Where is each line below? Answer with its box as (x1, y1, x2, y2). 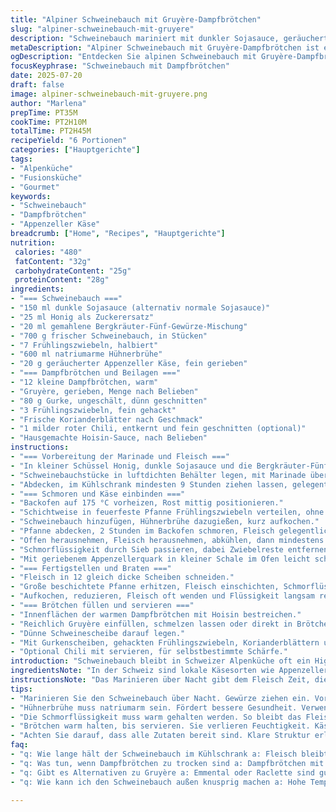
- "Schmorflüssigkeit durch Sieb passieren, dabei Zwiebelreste (10, 544, 284, 555)
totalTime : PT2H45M (10, 126, 92, 136)
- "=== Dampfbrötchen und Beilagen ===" (10, 368, 182, 378)
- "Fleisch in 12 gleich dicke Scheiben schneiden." (10, 572, 235, 583)
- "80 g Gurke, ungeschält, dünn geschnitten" (10, 396, 208, 406)
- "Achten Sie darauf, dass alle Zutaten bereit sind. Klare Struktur (10, 731, 311, 741)
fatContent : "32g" (14, 256, 92, 266)
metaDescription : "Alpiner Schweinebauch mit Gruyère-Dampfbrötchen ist (10, 42, 320, 53)
